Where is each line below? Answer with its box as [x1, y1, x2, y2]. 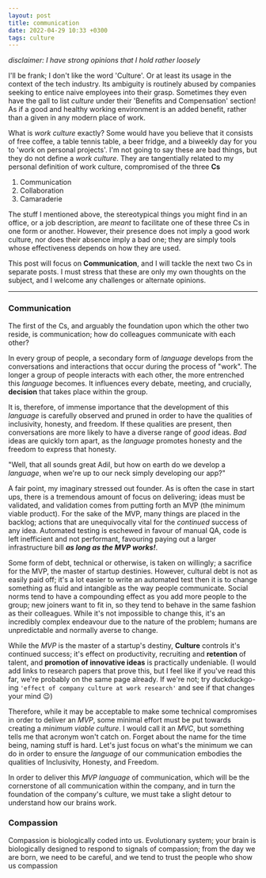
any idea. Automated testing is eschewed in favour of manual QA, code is [8, 525, 247, 535]
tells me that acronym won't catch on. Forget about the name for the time [8, 731, 247, 742]
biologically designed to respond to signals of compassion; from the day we [8, 844, 256, 853]
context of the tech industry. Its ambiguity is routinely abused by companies [8, 79, 256, 89]
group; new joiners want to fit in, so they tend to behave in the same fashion [8, 600, 256, 609]
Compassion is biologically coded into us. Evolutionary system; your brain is [8, 835, 256, 845]
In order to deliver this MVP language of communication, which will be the [8, 773, 250, 782]
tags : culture [8, 33, 55, 42]
